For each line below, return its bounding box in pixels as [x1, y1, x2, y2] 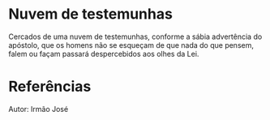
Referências [8, 78, 92, 96]
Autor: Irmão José [8, 104, 69, 114]
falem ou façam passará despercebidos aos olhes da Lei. [8, 49, 199, 58]
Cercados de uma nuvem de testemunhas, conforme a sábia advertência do [8, 32, 263, 41]
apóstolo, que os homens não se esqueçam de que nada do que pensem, [8, 40, 254, 49]
